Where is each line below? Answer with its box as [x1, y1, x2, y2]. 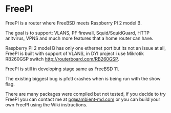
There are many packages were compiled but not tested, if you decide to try [5, 91, 166, 97]
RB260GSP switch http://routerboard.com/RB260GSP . [5, 55, 119, 62]
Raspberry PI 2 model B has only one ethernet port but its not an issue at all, [5, 45, 166, 51]
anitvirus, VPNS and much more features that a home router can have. [5, 35, 154, 41]
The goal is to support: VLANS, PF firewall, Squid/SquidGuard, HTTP [5, 30, 150, 36]
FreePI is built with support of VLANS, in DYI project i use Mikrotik [5, 50, 144, 56]
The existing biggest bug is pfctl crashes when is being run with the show [5, 75, 161, 81]
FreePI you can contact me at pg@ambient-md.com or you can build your [5, 96, 160, 102]
